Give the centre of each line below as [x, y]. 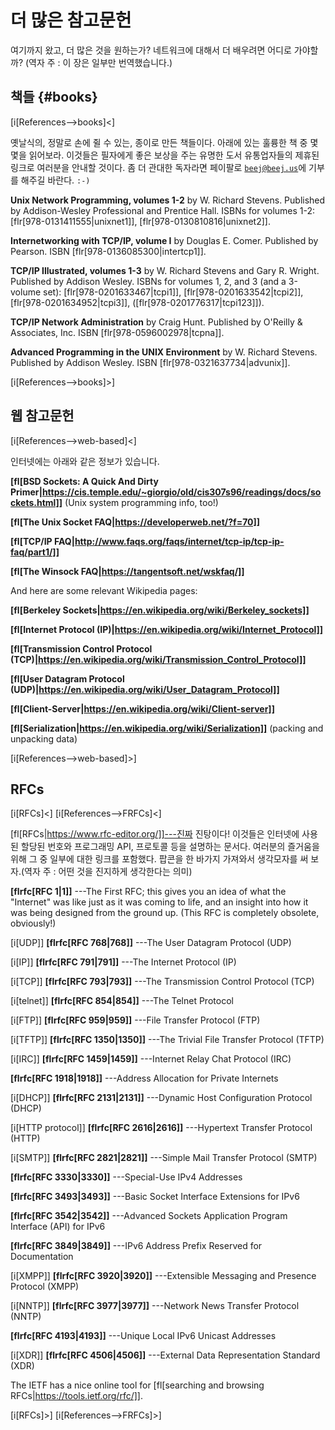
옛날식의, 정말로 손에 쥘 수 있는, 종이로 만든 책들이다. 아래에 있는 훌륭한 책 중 [159, 142]
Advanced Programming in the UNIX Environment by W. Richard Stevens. [164, 352]
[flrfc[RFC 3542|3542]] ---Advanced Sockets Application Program [149, 1216]
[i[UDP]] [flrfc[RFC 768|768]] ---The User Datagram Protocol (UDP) [151, 943]
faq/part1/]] [35, 552]
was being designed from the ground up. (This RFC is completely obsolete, [165, 913]
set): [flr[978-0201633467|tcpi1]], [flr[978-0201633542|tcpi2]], [173, 292]
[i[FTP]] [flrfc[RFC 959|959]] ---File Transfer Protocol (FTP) [135, 1020]
